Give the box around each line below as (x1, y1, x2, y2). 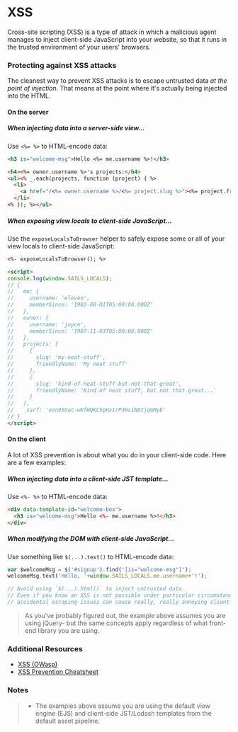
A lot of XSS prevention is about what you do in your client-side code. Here (7, 450, 227, 459)
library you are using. (38, 626, 100, 634)
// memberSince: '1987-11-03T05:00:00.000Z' (7, 327, 154, 335)
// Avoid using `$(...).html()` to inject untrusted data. (7, 585, 186, 593)
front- (208, 619, 227, 627)
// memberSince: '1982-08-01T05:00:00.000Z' (7, 302, 154, 309)
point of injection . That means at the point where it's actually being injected (7, 84, 227, 93)
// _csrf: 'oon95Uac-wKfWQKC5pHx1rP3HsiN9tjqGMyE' (7, 406, 166, 414)
